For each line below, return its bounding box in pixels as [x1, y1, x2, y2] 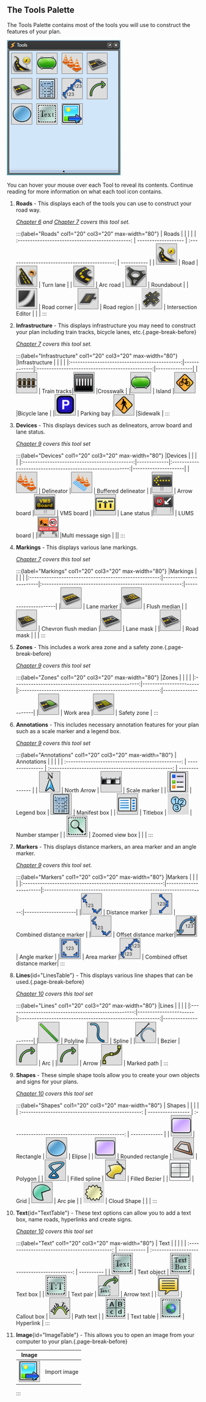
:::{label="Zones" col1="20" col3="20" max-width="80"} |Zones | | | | [15, 674, 191, 681]
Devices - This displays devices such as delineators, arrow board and [15, 421, 192, 429]
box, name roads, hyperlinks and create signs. [15, 1215, 133, 1223]
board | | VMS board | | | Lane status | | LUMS [15, 509, 194, 516]
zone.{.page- [150, 643, 184, 650]
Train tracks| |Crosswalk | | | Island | [42, 387, 175, 395]
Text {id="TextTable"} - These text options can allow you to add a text [15, 1209, 191, 1217]
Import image [45, 1368, 79, 1376]
